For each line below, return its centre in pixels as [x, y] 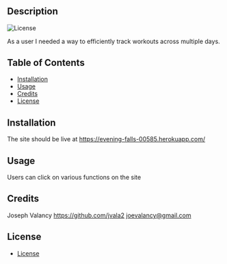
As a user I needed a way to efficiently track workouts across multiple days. [113, 41]
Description [32, 11]
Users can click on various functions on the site [74, 178]
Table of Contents [46, 63]
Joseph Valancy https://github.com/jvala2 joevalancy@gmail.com [99, 215]
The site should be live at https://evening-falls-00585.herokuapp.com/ [106, 139]
